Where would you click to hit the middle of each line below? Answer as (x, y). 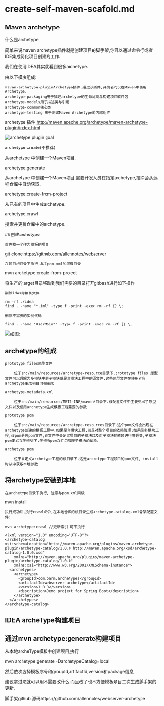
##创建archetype (23, 234)
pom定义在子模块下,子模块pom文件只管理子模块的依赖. (52, 441)
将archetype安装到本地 (40, 480)
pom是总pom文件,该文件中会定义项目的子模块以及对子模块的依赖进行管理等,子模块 (85, 435)
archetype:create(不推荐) (30, 147)
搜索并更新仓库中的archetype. (35, 224)
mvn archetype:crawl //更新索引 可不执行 (45, 527)
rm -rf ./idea (20, 302)
